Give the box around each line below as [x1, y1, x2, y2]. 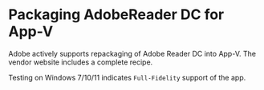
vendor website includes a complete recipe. [8, 57, 153, 67]
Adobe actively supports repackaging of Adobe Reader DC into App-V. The [8, 49, 257, 58]
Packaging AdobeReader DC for [8, 6, 225, 24]
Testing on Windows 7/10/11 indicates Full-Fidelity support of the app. [8, 72, 246, 82]
